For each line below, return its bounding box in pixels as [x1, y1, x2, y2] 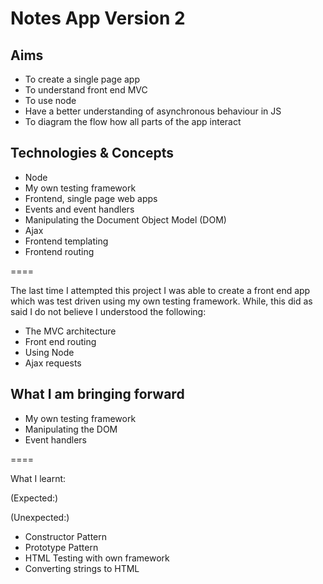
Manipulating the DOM [24, 423, 118, 435]
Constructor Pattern [24, 530, 108, 542]
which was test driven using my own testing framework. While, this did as [10, 295, 313, 307]
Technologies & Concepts [10, 145, 175, 162]
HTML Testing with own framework [24, 552, 170, 564]
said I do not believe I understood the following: [10, 305, 207, 317]
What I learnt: [10, 472, 67, 484]
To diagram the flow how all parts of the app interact [24, 116, 242, 127]
